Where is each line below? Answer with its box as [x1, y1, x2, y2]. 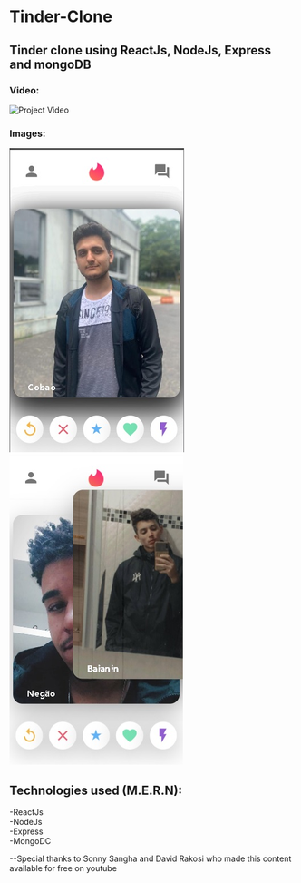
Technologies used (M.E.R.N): [9, 782, 183, 798]
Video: [9, 83, 40, 96]
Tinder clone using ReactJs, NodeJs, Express [9, 43, 272, 58]
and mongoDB [9, 56, 92, 72]
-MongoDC [9, 835, 52, 846]
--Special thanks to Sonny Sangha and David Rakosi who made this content [9, 853, 292, 864]
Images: [9, 127, 46, 140]
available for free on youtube [9, 862, 118, 873]
